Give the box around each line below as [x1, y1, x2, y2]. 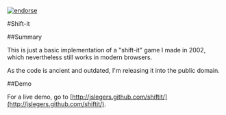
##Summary [7, 33, 42, 41]
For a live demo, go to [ [7, 93, 73, 101]
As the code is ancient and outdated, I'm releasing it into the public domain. [7, 67, 221, 74]
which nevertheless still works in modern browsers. [7, 53, 153, 61]
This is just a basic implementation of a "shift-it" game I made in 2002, [7, 46, 206, 54]
